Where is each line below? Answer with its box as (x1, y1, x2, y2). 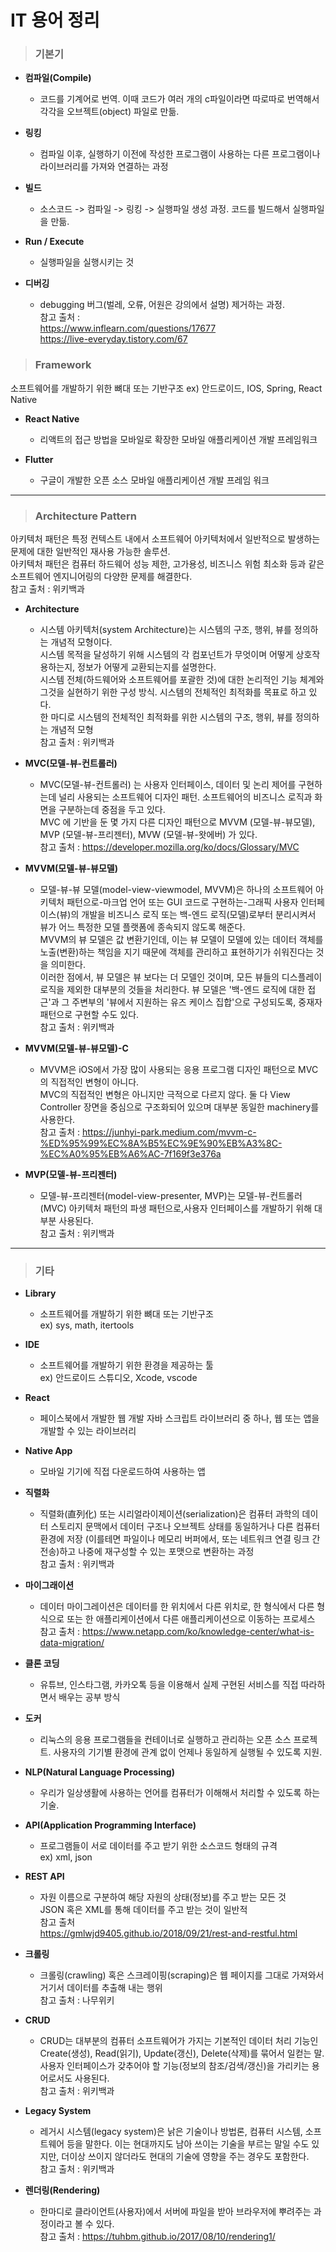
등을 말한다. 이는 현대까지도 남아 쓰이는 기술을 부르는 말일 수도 (66, 2138, 310, 2150)
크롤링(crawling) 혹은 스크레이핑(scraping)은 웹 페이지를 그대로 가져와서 (39, 1969, 325, 1981)
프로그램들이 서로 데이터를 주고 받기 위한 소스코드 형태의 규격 (39, 1840, 278, 1852)
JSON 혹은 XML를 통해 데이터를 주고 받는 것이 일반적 (39, 1904, 248, 1916)
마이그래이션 (24, 1579, 75, 1591)
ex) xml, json (39, 1851, 93, 1863)
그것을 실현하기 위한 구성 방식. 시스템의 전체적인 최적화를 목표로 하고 (39, 686, 307, 698)
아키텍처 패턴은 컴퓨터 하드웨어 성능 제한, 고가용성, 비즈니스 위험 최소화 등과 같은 (10, 558, 325, 570)
